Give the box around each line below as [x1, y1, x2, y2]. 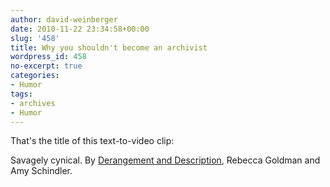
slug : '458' [10, 33, 60, 43]
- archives [10, 98, 56, 108]
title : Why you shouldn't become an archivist [10, 42, 208, 53]
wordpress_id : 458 [10, 52, 87, 62]
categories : [10, 71, 60, 81]
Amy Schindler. [10, 165, 73, 177]
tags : [10, 89, 33, 99]
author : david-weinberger [10, 14, 118, 25]
